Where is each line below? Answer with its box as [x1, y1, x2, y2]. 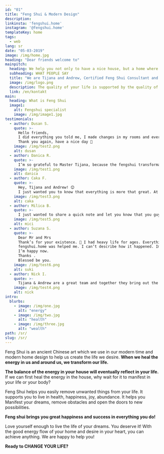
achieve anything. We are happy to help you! [5, 433, 95, 439]
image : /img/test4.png [14, 285, 60, 290]
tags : [5, 35, 16, 40]
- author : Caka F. [9, 176, 47, 181]
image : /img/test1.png [14, 167, 60, 172]
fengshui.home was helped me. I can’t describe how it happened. [18, 244, 154, 249]
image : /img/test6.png [14, 262, 60, 267]
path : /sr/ [5, 331, 27, 336]
